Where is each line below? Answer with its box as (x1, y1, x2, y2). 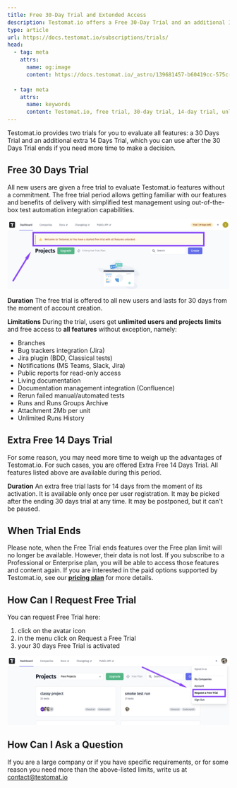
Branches (17, 338, 46, 347)
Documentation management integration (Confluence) (17, 383, 175, 392)
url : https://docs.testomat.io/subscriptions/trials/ (7, 34, 169, 41)
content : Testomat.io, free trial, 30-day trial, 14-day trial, (25, 108, 219, 116)
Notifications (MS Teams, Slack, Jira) (17, 361, 126, 369)
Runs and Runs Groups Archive (17, 398, 109, 407)
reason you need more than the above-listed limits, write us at (7, 765, 188, 774)
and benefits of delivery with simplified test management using (7, 198, 190, 207)
